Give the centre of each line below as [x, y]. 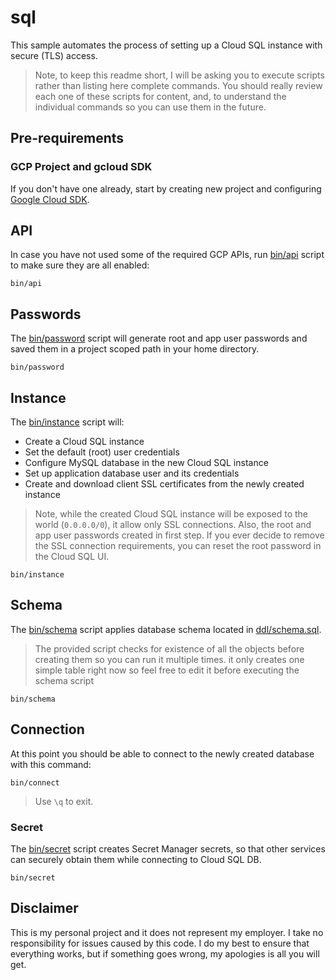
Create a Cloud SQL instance [84, 442]
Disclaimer [44, 908]
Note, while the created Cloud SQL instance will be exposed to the [171, 514]
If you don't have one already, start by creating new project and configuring [166, 188]
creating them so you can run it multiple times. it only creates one [169, 659]
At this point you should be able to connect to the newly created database [162, 753]
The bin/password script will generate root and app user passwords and [159, 338]
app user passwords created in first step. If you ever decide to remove [179, 535]
